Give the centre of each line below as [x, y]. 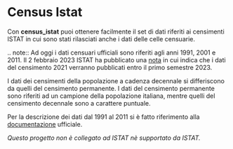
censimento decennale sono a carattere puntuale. [79, 103]
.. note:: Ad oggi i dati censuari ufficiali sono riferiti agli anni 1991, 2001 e [112, 52]
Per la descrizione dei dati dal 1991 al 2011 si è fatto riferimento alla [104, 117]
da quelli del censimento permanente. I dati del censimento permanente [111, 88]
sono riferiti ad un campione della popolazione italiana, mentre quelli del [111, 96]
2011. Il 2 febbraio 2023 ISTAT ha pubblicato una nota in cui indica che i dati [116, 59]
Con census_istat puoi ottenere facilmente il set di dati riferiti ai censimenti [116, 31]
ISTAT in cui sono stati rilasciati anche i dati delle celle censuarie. [101, 38]
